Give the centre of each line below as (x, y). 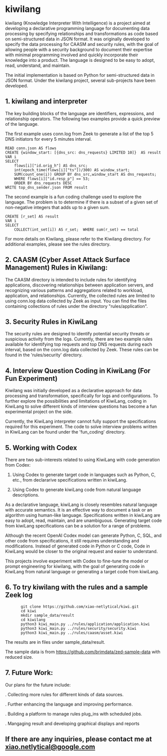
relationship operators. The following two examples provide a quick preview (83, 119)
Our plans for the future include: (38, 685)
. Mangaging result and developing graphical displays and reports (72, 723)
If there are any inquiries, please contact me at (79, 739)
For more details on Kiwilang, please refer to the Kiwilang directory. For (78, 239)
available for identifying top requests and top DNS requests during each (79, 344)
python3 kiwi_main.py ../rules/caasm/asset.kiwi (72, 633)
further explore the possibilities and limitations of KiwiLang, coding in (76, 401)
